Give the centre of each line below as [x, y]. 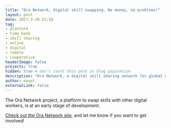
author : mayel [20, 81]
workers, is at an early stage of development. [53, 105]
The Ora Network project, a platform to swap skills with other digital [76, 100]
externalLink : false [27, 85]
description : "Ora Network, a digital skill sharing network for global [84, 76]
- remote [15, 52]
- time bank [18, 34]
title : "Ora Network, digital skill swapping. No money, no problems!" [83, 10]
